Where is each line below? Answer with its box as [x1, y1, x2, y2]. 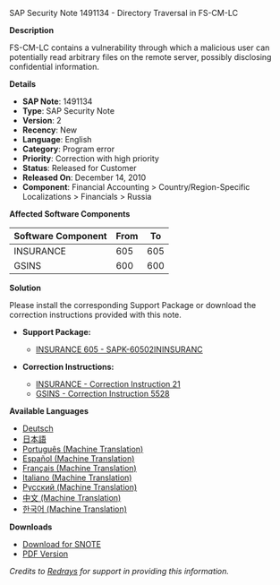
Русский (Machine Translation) [21, 482, 138, 492]
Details [9, 79, 37, 89]
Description [9, 25, 55, 35]
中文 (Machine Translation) [21, 493, 122, 503]
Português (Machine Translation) [21, 443, 144, 454]
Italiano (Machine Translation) [21, 472, 132, 483]
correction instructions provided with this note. [9, 309, 182, 320]
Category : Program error [21, 143, 115, 154]
